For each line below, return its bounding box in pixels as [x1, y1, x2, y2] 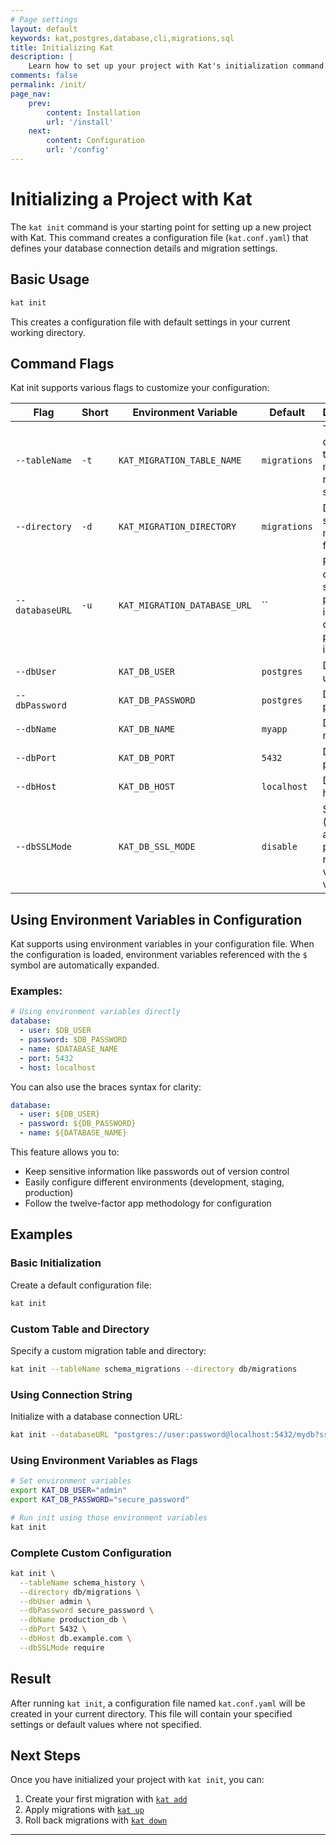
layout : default [10, 24, 78, 34]
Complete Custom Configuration [10, 1546, 172, 1560]
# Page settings [10, 14, 78, 25]
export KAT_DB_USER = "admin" [10, 1486, 128, 1496]
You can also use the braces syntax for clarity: [10, 1081, 202, 1093]
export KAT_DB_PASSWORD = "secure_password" [10, 1495, 190, 1505]
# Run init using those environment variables [10, 1512, 208, 1523]
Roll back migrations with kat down [24, 1814, 168, 1826]
